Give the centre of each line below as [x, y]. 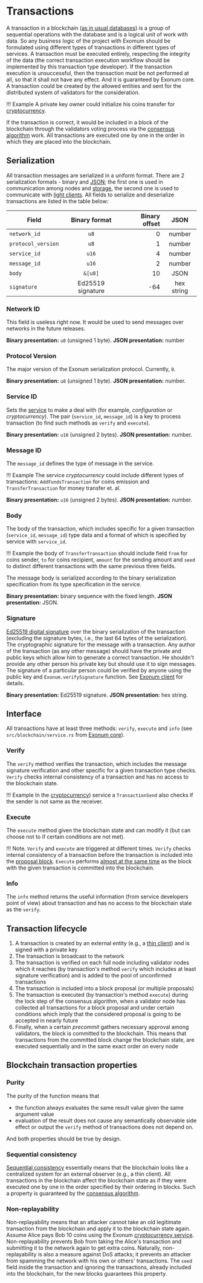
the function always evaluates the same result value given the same [99, 1107]
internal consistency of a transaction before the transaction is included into [100, 855]
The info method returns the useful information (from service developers [97, 897]
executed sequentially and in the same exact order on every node [96, 1047]
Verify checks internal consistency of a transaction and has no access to [98, 777]
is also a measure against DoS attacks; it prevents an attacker [114, 1255]
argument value [34, 1114]
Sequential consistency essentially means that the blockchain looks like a [97, 1168]
